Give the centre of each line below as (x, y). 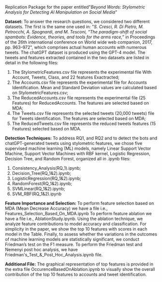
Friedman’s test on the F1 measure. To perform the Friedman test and (74, 244)
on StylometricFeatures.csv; (40, 93)
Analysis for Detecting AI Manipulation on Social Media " (61, 12)
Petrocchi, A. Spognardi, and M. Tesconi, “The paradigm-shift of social (76, 32)
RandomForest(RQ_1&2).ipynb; (42, 183)
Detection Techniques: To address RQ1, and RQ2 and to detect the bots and (81, 138)
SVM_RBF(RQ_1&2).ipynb (37, 194)
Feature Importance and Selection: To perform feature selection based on (80, 203)
